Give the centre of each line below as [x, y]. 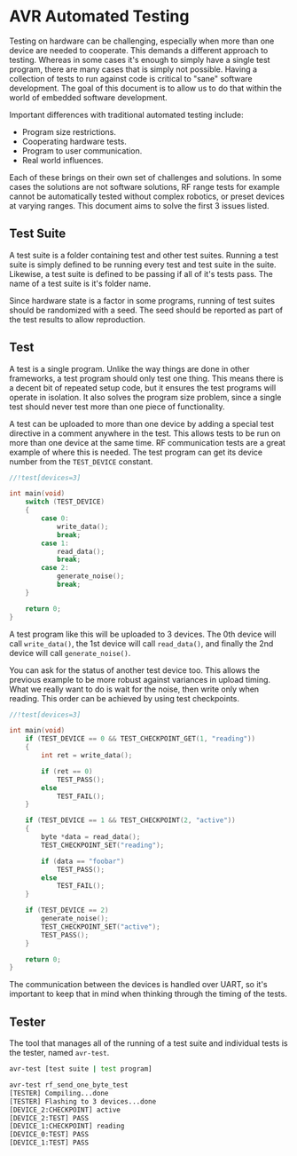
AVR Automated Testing [99, 16]
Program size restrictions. [69, 131]
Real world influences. [63, 160]
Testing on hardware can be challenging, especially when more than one [142, 41]
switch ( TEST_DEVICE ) [65, 502]
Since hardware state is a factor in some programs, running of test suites [142, 300]
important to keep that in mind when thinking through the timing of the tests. [148, 994]
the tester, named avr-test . [59, 1053]
